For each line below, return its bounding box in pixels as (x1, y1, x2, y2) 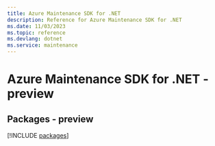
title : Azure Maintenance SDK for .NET (7, 10, 121, 17)
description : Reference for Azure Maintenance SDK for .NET (7, 16, 183, 23)
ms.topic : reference (7, 29, 66, 36)
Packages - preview (7, 113, 94, 125)
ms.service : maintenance (7, 42, 78, 49)
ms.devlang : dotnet (7, 36, 63, 42)
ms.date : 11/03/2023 (7, 23, 66, 29)
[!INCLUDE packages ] (7, 132, 69, 139)
